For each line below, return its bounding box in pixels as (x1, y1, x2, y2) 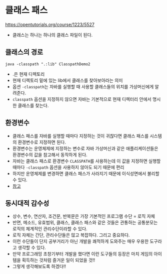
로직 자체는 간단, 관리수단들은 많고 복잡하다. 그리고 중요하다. (12, 232, 130, 238)
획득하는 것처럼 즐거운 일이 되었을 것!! (21, 257, 95, 263)
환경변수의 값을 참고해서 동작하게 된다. (12, 152, 87, 158)
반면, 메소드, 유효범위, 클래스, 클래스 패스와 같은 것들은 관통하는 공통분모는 (12, 219, 158, 226)
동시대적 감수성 (5, 199, 49, 207)
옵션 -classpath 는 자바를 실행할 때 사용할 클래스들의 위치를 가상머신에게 (12, 83, 154, 89)
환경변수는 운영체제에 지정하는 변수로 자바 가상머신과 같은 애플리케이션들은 (12, 145, 158, 151)
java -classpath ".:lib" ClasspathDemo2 (5, 61, 91, 67)
